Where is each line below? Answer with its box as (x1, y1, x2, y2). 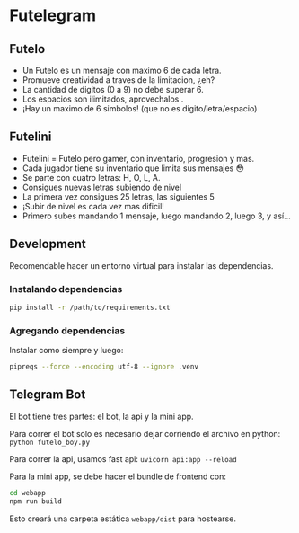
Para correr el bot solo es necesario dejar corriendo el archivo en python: (9, 428, 281, 439)
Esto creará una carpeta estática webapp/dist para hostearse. (9, 513, 236, 524)
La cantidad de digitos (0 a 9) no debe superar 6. (22, 84, 204, 94)
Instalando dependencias (9, 282, 123, 295)
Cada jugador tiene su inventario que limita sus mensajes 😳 (22, 163, 245, 173)
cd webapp (9, 488, 47, 497)
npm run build (9, 496, 63, 506)
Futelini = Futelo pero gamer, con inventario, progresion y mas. (22, 153, 255, 164)
